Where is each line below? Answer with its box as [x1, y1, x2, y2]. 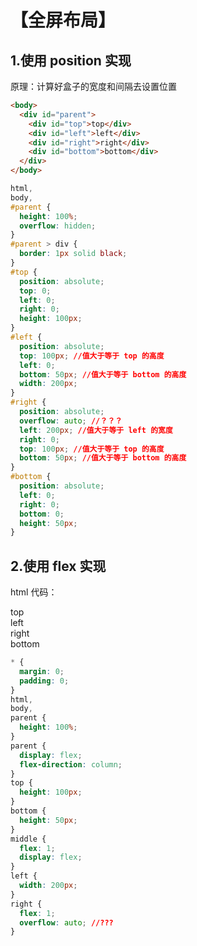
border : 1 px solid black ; [19, 249, 128, 259]
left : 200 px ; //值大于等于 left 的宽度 [19, 425, 173, 435]
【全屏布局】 [10, 9, 117, 32]
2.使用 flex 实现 [10, 557, 107, 575]
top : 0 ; [19, 286, 52, 296]
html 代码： [10, 586, 58, 598]
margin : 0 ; [19, 666, 65, 676]
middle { [10, 834, 47, 844]
